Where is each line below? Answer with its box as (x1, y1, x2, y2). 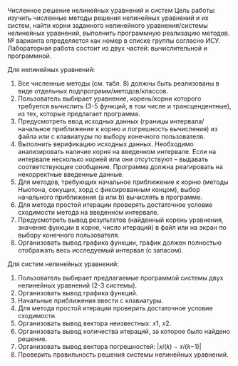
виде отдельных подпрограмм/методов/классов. (17, 87, 169, 95)
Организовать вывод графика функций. (17, 289, 138, 297)
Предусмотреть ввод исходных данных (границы (17, 117, 169, 126)
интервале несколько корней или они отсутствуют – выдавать (17, 155, 209, 163)
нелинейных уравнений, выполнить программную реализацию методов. (7, 29, 230, 37)
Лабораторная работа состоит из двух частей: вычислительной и (7, 44, 208, 52)
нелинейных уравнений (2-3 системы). (17, 281, 138, 290)
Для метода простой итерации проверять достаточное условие (17, 200, 213, 209)
